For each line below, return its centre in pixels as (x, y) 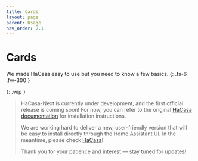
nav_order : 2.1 (25, 28)
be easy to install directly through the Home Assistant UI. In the (98, 134)
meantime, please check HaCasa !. (63, 140)
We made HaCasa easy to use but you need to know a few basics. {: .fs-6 (97, 74)
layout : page (22, 17)
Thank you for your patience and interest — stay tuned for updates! (103, 151)
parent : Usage (24, 23)
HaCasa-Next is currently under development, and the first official (102, 103)
